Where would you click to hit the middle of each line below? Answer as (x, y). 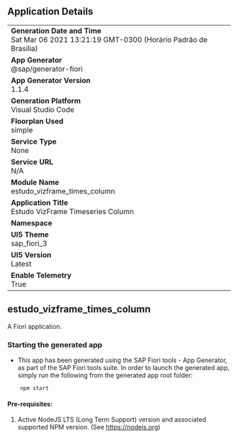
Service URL (32, 162)
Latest (21, 264)
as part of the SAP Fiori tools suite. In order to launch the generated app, (124, 367)
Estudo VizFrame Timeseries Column (73, 211)
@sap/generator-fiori (47, 69)
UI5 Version (31, 254)
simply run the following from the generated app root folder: (105, 375)
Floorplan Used (37, 121)
